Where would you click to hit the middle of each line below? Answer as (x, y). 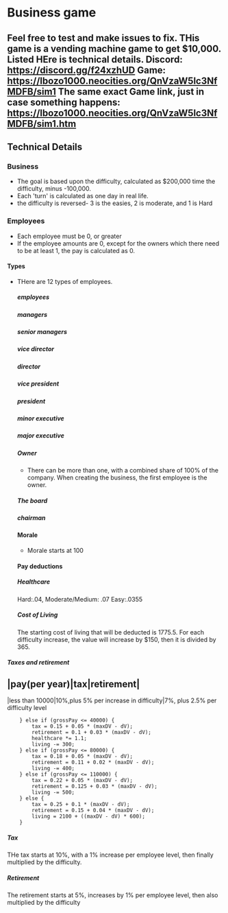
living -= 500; (53, 792)
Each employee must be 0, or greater (69, 236)
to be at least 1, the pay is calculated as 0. (76, 250)
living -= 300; (53, 744)
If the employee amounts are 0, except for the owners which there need (118, 243)
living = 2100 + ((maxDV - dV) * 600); (89, 816)
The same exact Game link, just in (131, 92)
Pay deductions (40, 566)
